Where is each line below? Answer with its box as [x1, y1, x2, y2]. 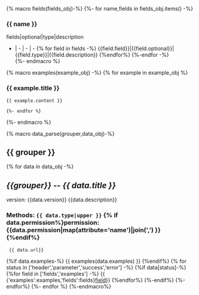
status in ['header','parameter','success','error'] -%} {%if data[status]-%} [6, 263, 186, 271]
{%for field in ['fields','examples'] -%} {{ [6, 270, 106, 277]
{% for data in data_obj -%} [6, 163, 74, 170]
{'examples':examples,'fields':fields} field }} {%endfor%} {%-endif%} [6, 277, 174, 284]
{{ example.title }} [6, 84, 60, 92]
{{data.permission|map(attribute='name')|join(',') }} [6, 226, 161, 234]
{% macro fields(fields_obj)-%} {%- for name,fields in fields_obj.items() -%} [6, 5, 193, 12]
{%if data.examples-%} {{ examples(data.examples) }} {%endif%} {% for [6, 257, 187, 265]
